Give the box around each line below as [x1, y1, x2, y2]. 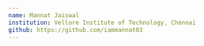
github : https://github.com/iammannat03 [8, 26, 144, 34]
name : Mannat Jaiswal [8, 11, 80, 19]
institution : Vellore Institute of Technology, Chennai [8, 19, 196, 27]
